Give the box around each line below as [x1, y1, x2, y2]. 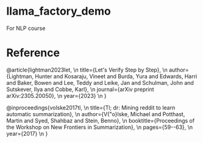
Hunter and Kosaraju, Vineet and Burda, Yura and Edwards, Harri [35, 72, 198, 80]
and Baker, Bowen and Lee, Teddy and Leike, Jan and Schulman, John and [6, 79, 194, 86]
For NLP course [6, 24, 46, 32]
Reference [6, 46, 60, 60]
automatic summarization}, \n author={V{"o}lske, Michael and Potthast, [6, 110, 185, 117]
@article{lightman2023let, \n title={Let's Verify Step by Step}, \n [6, 66, 168, 73]
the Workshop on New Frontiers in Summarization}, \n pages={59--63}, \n [6, 123, 193, 131]
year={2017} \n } [6, 130, 48, 137]
